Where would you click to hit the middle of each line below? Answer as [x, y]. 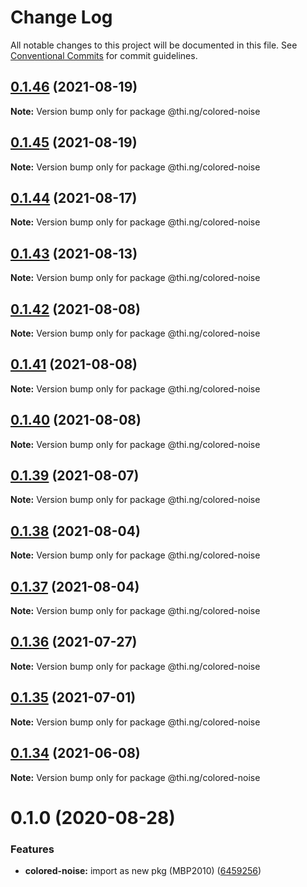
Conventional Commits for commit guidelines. [104, 55]
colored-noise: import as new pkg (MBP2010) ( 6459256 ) [143, 870]
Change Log [61, 17]
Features [32, 849]
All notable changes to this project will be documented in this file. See [154, 45]
